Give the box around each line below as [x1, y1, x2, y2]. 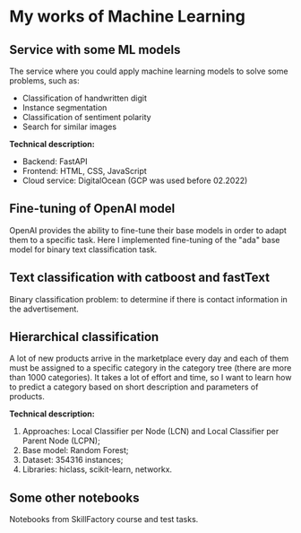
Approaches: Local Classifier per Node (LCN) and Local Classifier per [21, 426, 279, 437]
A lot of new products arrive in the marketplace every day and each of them [9, 353, 289, 364]
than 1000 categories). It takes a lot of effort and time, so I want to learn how [9, 372, 292, 383]
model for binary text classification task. [9, 244, 158, 255]
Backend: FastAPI [21, 156, 88, 167]
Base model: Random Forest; [21, 445, 129, 456]
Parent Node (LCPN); [21, 435, 100, 446]
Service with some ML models [9, 42, 181, 57]
